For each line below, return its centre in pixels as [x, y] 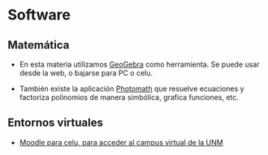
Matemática [39, 45]
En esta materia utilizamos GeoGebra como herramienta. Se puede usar [139, 64]
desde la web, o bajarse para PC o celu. [86, 73]
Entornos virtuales [55, 123]
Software [39, 15]
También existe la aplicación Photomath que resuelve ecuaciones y [132, 88]
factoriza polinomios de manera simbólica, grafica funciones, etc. [129, 97]
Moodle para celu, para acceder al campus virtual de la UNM [121, 142]
